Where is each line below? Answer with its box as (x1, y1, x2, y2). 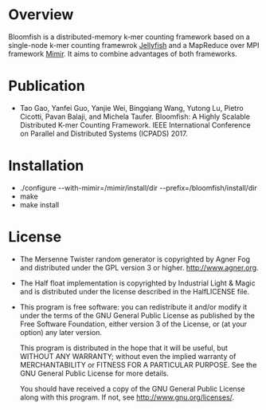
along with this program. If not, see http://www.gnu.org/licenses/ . (19, 392, 235, 402)
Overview (8, 6, 74, 24)
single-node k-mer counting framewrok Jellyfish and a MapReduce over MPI (8, 40, 260, 49)
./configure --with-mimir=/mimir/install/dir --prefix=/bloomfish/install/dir (19, 183, 257, 192)
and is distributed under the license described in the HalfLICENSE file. (19, 286, 249, 296)
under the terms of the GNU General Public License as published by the (19, 310, 255, 320)
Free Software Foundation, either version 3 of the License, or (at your (19, 319, 248, 329)
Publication (8, 77, 85, 95)
